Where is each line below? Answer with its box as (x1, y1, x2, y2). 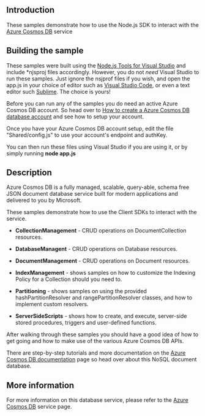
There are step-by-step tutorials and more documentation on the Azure (6, 349, 186, 356)
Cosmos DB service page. (6, 403, 72, 410)
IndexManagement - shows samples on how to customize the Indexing (15, 269, 196, 277)
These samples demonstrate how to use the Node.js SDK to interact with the (6, 21, 199, 28)
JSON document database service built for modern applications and (6, 190, 179, 198)
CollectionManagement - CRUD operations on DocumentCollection (15, 227, 187, 234)
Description (6, 168, 52, 178)
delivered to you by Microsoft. (6, 196, 82, 204)
